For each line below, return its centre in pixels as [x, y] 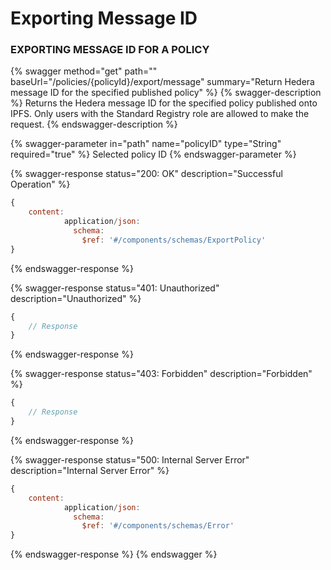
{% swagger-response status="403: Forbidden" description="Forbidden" [161, 374]
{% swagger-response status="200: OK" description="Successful [146, 174]
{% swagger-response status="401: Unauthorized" [115, 288]
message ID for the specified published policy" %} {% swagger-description [166, 93]
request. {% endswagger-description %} [94, 124]
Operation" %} [40, 184]
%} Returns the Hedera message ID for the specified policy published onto [164, 103]
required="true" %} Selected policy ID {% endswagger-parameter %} [153, 154]
